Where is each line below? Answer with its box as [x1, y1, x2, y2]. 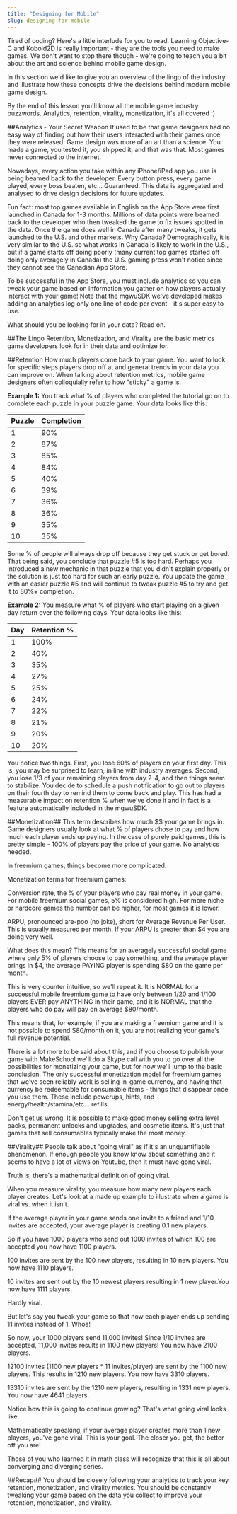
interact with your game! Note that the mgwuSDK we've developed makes [7, 291, 223, 300]
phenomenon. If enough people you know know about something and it [7, 1150, 216, 1158]
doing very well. [7, 932, 54, 941]
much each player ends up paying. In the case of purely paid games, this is [7, 832, 226, 840]
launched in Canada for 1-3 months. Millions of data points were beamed [7, 210, 219, 219]
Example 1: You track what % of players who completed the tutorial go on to [7, 391, 230, 400]
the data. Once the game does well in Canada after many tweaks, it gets [7, 225, 217, 233]
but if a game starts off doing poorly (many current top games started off [7, 248, 221, 256]
